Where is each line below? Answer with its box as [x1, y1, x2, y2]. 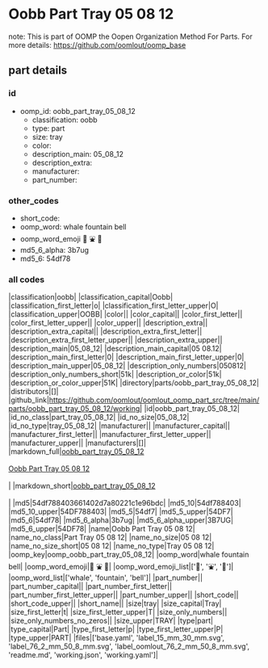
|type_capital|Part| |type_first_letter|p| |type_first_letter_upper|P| [8, 624, 224, 634]
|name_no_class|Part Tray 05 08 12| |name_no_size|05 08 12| [8, 532, 212, 542]
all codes [8, 274, 45, 285]
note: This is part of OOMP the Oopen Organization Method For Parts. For [8, 32, 253, 41]
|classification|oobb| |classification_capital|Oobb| [8, 292, 174, 302]
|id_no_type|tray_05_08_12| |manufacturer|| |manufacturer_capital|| [8, 421, 230, 431]
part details [8, 64, 68, 78]
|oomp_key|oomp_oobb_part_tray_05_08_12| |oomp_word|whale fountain [8, 550, 249, 560]
